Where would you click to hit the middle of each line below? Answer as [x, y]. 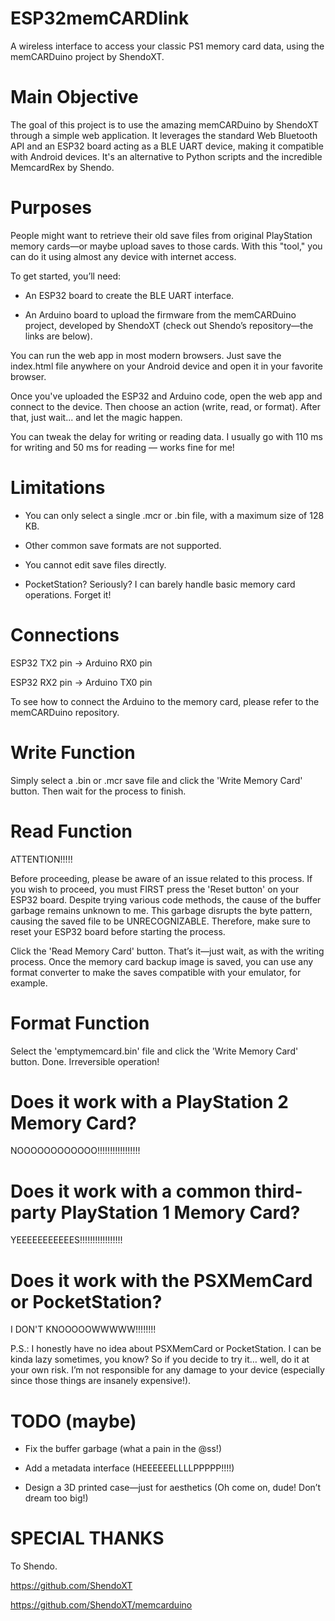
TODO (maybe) [73, 1421]
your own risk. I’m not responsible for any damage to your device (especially [167, 1370]
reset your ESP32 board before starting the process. [118, 931]
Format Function [80, 1023]
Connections [65, 634]
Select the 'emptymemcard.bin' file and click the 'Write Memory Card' [154, 1051]
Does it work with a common [131, 1191]
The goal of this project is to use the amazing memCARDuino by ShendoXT [165, 124]
